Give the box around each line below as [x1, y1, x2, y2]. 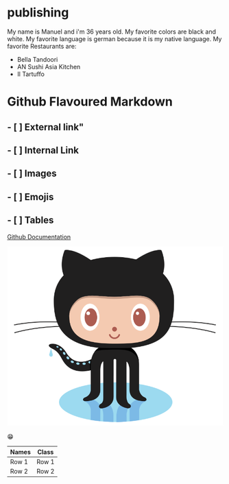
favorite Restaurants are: [7, 42, 77, 50]
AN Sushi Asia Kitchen [16, 62, 81, 71]
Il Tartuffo [16, 70, 45, 78]
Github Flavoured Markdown [7, 94, 173, 110]
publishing [7, 5, 69, 21]
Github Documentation [7, 232, 71, 241]
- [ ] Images [7, 168, 57, 180]
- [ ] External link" [7, 121, 84, 133]
